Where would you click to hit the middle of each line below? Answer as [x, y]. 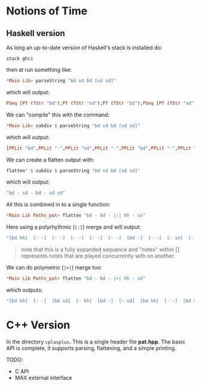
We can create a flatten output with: [50, 160]
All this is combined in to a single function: [58, 205]
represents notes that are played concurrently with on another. [98, 256]
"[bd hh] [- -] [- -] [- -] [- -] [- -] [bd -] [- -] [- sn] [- [100, 238]
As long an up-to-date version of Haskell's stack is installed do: [84, 47]
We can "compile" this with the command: [58, 115]
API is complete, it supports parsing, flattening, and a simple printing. [91, 348]
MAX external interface [43, 378]
